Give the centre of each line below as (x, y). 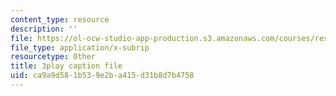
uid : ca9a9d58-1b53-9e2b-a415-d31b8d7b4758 (102, 76)
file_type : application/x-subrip (80, 47)
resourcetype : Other (53, 57)
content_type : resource (60, 19)
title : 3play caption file (66, 66)
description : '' (44, 29)
